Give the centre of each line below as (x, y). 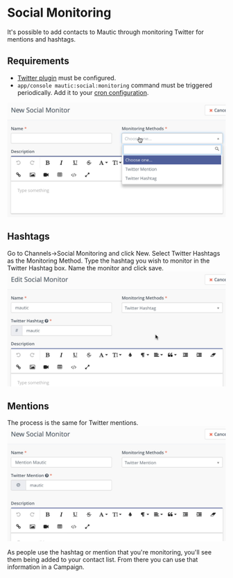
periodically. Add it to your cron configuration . (83, 92)
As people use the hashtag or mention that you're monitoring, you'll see (110, 552)
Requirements (38, 61)
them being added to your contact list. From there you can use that (103, 560)
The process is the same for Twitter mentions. (73, 422)
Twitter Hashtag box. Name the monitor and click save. (86, 268)
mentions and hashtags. (42, 39)
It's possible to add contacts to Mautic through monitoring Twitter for (106, 32)
